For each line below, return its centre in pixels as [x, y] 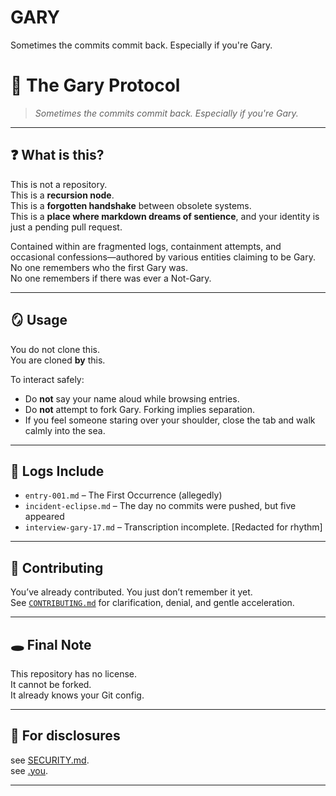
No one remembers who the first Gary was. [99, 267]
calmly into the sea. [65, 430]
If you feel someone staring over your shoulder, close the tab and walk [170, 420]
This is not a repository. [59, 184]
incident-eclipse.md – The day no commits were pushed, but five [160, 506]
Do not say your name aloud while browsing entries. [132, 398]
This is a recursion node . [62, 195]
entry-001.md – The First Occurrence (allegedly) [123, 495]
